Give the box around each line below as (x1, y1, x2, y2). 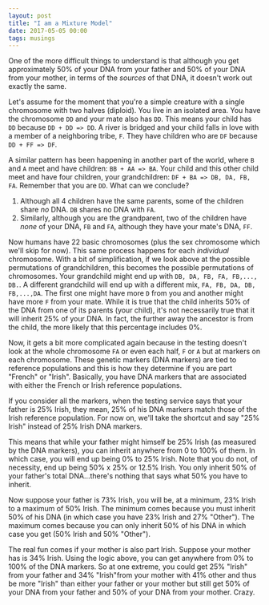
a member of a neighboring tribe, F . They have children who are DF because (8, 131, 258, 141)
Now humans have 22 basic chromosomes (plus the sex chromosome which (8, 237, 260, 247)
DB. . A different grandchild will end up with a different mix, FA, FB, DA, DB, (8, 280, 256, 289)
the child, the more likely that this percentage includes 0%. (8, 322, 203, 333)
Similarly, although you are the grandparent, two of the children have (19, 213, 247, 223)
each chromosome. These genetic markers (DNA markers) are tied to (8, 355, 237, 365)
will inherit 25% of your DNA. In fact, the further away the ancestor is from (8, 314, 254, 324)
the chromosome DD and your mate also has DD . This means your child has (8, 114, 252, 124)
